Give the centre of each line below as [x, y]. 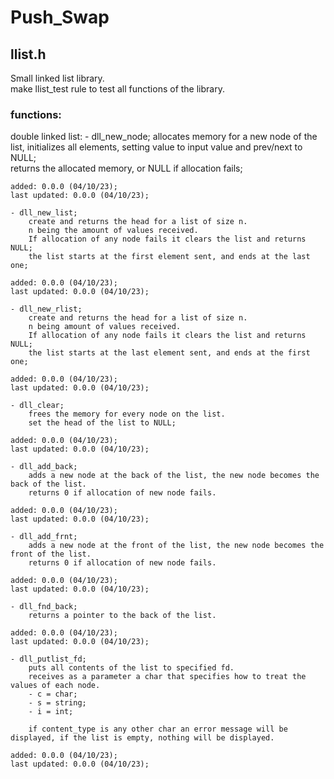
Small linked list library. [57, 78]
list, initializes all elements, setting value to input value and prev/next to [156, 147]
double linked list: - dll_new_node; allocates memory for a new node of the [164, 137]
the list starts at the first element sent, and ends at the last [169, 257]
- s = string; [57, 703]
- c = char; [53, 694]
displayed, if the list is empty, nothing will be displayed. [142, 738]
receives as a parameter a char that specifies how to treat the [167, 677]
